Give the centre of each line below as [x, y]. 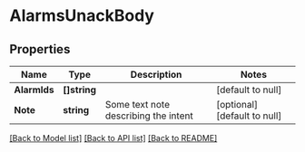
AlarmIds [34, 90]
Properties [40, 49]
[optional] [237, 104]
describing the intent [149, 116]
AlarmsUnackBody [82, 16]
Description [156, 75]
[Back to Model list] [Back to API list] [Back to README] [113, 138]
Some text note [138, 104]
